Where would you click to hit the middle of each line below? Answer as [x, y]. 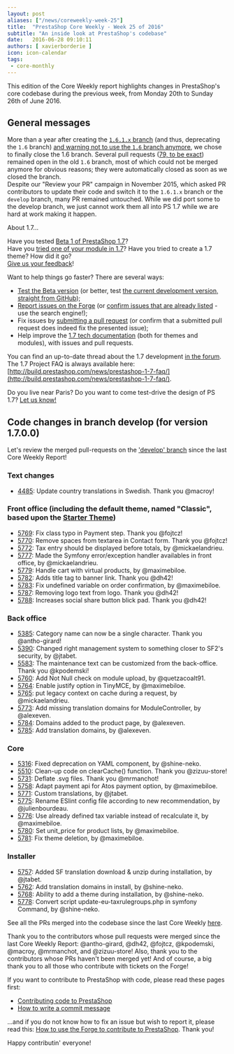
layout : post [26, 14]
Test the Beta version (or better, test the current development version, [118, 291]
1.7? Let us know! [32, 400]
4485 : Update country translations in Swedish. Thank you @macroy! [116, 491]
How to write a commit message [64, 1008]
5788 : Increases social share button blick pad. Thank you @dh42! [112, 600]
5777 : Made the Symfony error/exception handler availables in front [114, 555]
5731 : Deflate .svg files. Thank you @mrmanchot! [88, 778]
